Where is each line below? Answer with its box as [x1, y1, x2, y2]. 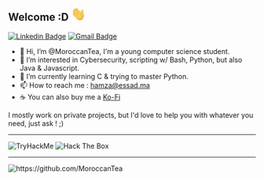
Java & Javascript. [19, 63, 80, 73]
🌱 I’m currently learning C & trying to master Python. [19, 71, 189, 81]
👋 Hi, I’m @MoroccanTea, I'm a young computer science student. [19, 46, 230, 56]
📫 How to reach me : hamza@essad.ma [19, 80, 151, 89]
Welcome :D [8, 11, 69, 24]
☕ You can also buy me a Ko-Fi [19, 92, 121, 101]
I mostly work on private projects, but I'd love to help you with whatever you [8, 110, 254, 120]
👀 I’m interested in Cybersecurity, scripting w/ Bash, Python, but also [19, 55, 243, 64]
